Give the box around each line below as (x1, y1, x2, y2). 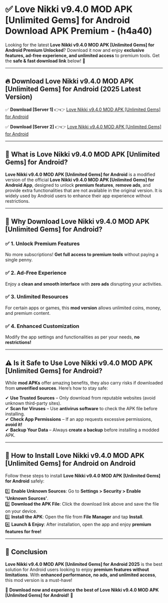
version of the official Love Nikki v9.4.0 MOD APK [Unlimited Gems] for (5, 177, 154, 183)
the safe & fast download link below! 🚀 (5, 58, 86, 64)
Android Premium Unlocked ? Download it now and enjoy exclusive (5, 47, 144, 53)
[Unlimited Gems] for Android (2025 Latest (5, 85, 141, 93)
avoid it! (5, 421, 22, 427)
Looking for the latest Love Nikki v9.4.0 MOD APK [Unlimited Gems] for (5, 42, 154, 48)
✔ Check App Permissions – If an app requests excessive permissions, (5, 416, 152, 422)
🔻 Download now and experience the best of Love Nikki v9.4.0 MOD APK (5, 586, 159, 593)
